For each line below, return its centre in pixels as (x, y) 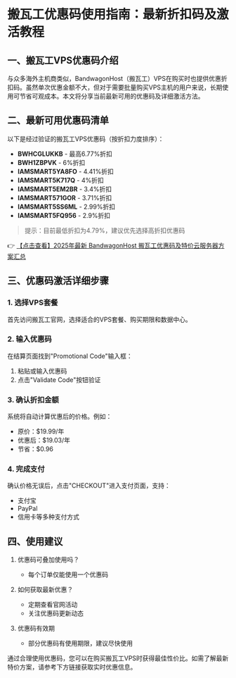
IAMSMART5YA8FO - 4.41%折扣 (65, 171)
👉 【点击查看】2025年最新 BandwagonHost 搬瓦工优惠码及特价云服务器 (113, 245)
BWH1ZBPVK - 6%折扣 (51, 162)
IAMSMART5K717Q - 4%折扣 (60, 180)
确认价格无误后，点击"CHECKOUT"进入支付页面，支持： (89, 486)
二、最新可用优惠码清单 (58, 121)
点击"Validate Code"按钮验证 (59, 380)
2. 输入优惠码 (29, 339)
